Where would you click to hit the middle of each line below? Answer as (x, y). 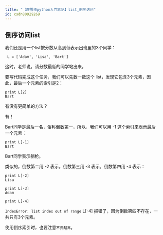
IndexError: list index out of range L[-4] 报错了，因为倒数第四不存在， (80, 211)
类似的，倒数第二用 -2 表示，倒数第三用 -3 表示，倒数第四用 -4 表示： (75, 167)
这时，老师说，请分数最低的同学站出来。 (45, 67)
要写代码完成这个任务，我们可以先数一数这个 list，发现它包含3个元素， (76, 77)
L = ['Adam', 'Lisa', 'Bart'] (38, 57)
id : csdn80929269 (23, 14)
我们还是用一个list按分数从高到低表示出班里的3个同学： (60, 48)
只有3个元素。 (23, 217)
